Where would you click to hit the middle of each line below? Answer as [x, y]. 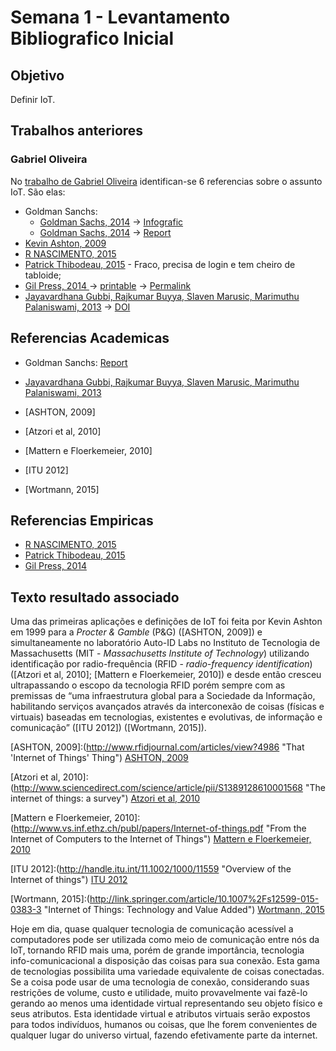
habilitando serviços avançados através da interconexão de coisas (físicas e [167, 707]
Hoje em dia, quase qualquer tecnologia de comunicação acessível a [152, 929]
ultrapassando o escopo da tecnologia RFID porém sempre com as [148, 685]
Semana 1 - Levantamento [120, 17]
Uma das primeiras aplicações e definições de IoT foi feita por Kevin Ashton [166, 622]
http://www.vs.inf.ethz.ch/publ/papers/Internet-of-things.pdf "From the [160, 828]
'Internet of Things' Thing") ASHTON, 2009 [99, 758]
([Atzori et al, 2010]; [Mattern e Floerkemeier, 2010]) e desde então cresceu [166, 675]
